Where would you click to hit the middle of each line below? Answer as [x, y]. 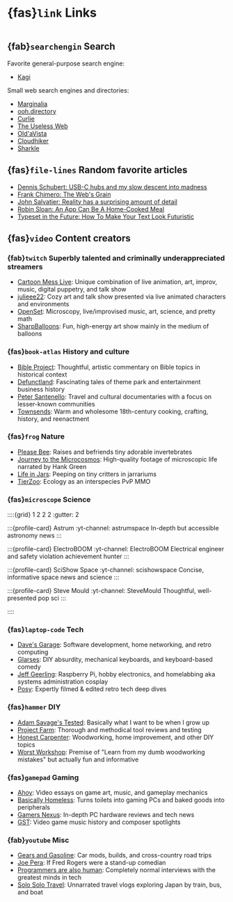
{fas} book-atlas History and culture [69, 351]
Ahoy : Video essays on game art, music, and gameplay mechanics [112, 793]
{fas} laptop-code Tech [46, 630]
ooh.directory [37, 111]
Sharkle [28, 148]
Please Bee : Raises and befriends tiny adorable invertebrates [105, 452]
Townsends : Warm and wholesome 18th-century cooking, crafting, [113, 411]
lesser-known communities [56, 404]
